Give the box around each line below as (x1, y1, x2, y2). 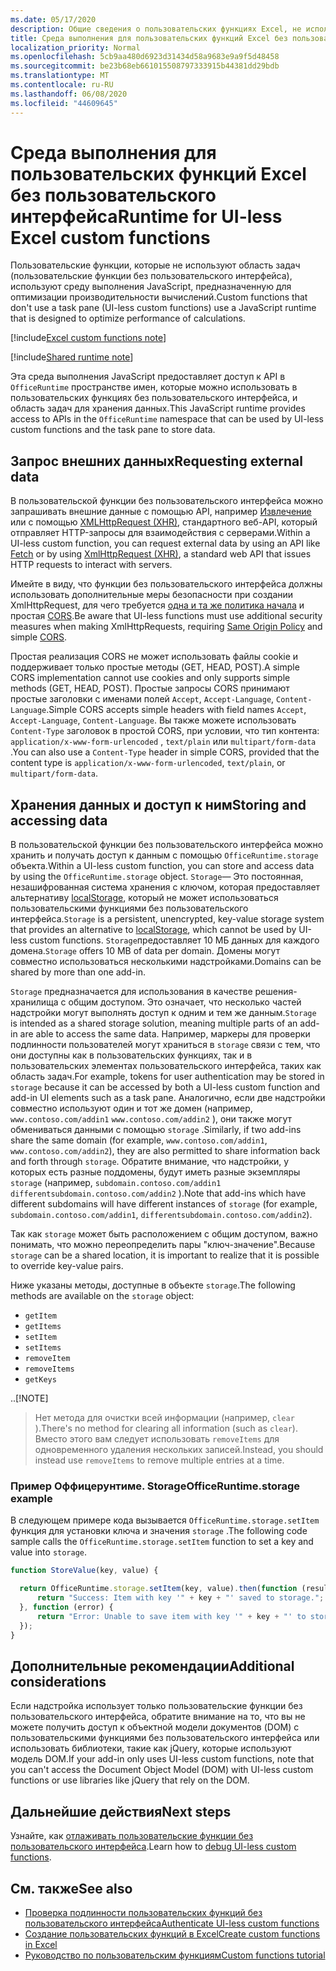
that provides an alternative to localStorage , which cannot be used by (10, 924, 297, 936)
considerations (10, 1673, 107, 1690)
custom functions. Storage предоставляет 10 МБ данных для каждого (29, 934, 320, 946)
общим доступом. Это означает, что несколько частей (68, 996, 302, 1008)
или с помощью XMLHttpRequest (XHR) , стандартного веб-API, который (10, 516, 318, 528)
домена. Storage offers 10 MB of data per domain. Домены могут (10, 945, 281, 957)
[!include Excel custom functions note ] (10, 332, 167, 344)
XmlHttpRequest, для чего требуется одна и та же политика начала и (10, 599, 305, 611)
